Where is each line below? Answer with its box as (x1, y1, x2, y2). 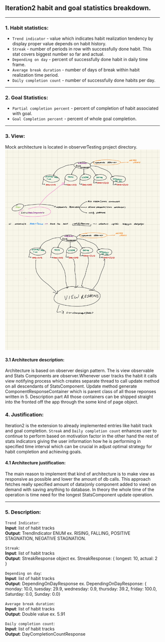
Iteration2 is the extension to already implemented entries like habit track (5, 423, 153, 428)
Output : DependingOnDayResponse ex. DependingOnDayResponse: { (5, 581, 147, 587)
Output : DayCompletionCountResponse (5, 631, 86, 637)
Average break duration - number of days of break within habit (12, 67, 140, 73)
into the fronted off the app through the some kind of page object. (5, 399, 138, 405)
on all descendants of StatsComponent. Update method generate (5, 383, 137, 389)
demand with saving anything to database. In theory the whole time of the (5, 487, 155, 492)
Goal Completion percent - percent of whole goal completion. (12, 116, 137, 122)
